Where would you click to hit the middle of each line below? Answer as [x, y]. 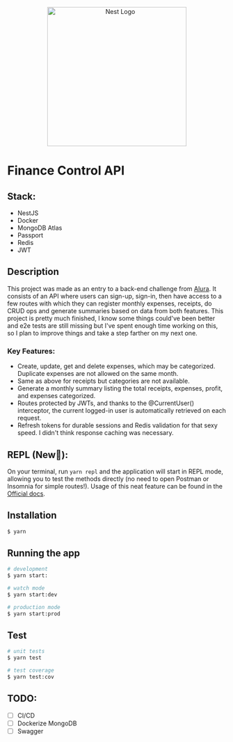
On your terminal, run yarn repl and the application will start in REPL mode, [115, 471]
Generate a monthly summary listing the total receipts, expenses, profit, [120, 388]
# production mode [34, 607]
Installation [32, 515]
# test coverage [31, 671]
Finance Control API [66, 171]
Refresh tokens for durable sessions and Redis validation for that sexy [117, 425]
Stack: [22, 196]
